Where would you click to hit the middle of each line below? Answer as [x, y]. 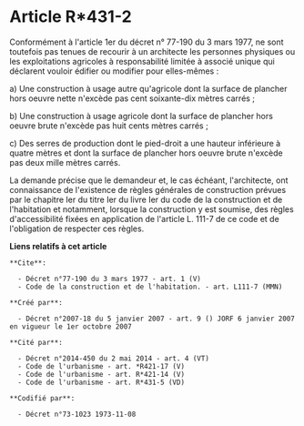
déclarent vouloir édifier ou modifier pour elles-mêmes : [114, 71]
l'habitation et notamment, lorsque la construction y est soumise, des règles [152, 209]
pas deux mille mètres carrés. [65, 162]
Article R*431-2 [71, 17]
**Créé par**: [36, 302]
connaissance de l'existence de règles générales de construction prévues [148, 189]
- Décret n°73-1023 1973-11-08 [77, 414]
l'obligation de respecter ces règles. [77, 228]
